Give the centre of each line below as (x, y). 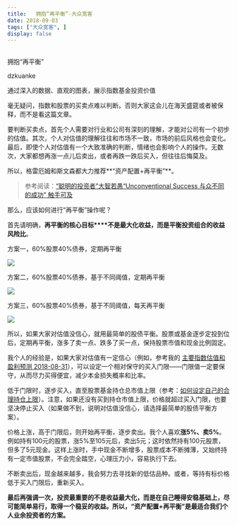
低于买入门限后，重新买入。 (48, 482)
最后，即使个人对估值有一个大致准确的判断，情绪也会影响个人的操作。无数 (115, 147)
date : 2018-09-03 (33, 21)
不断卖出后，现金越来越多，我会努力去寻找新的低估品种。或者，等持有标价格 (119, 473)
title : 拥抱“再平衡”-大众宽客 (50, 14)
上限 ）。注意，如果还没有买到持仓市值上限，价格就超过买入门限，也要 (126, 399)
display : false (30, 34)
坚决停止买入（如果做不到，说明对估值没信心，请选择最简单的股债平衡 (109, 408)
